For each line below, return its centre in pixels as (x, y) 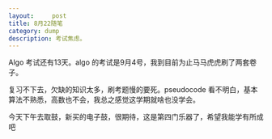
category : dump (34, 31)
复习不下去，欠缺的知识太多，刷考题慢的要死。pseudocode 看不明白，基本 (133, 90)
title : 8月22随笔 (36, 23)
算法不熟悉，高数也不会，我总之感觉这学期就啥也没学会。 (104, 100)
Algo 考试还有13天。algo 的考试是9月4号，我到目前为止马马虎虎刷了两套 (129, 62)
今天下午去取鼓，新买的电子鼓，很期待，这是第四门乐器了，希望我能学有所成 (136, 117)
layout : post (38, 16)
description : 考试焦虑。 (47, 38)
